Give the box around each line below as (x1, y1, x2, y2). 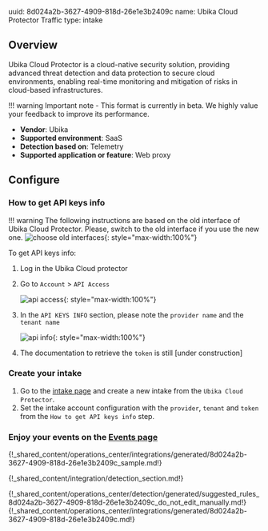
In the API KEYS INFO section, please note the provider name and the (19, 309, 244, 319)
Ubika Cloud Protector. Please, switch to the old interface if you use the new (8, 224, 260, 234)
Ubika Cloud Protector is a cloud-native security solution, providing (8, 59, 230, 69)
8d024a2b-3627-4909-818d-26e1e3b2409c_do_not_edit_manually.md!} (8, 497, 246, 507)
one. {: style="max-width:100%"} (8, 232, 198, 242)
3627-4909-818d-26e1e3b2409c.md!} (8, 515, 136, 525)
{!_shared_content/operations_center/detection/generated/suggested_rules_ (8, 489, 260, 499)
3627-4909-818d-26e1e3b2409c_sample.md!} (8, 458, 162, 468)
